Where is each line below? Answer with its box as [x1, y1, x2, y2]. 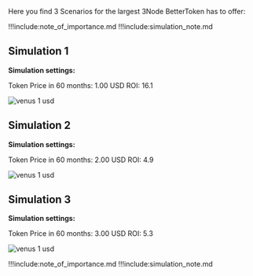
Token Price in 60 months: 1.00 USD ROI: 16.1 [8, 80, 153, 90]
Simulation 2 [8, 119, 71, 132]
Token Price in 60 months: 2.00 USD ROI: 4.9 [8, 155, 155, 164]
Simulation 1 [8, 45, 69, 58]
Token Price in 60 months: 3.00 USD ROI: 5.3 [8, 229, 153, 238]
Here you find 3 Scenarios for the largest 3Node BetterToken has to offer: [8, 7, 246, 16]
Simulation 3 [8, 193, 71, 207]
